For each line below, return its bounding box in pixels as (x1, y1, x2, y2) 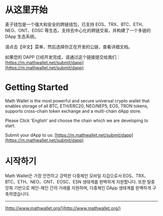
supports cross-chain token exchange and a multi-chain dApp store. (5, 108, 142, 114)
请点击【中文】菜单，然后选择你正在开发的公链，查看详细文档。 (5, 44, 132, 50)
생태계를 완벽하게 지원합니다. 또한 (82, 179, 147, 184)
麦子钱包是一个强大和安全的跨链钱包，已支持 (5, 21, 95, 27)
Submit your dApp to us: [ (5, 132, 57, 138)
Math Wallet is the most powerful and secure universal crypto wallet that (5, 98, 150, 103)
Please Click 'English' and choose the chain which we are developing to (5, 117, 148, 123)
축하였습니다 (5, 191, 29, 197)
